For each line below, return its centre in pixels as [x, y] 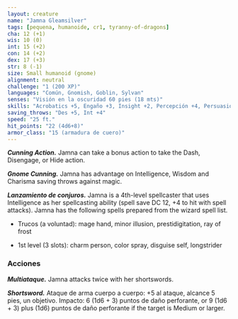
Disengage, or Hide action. [46, 160]
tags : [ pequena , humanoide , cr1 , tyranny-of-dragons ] [89, 27]
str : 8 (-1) [25, 67]
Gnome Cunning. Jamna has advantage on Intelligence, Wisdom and [108, 174]
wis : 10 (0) [25, 40]
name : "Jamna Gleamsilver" [47, 21]
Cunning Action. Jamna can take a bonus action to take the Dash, [104, 152]
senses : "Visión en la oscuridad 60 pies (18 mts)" [85, 100]
